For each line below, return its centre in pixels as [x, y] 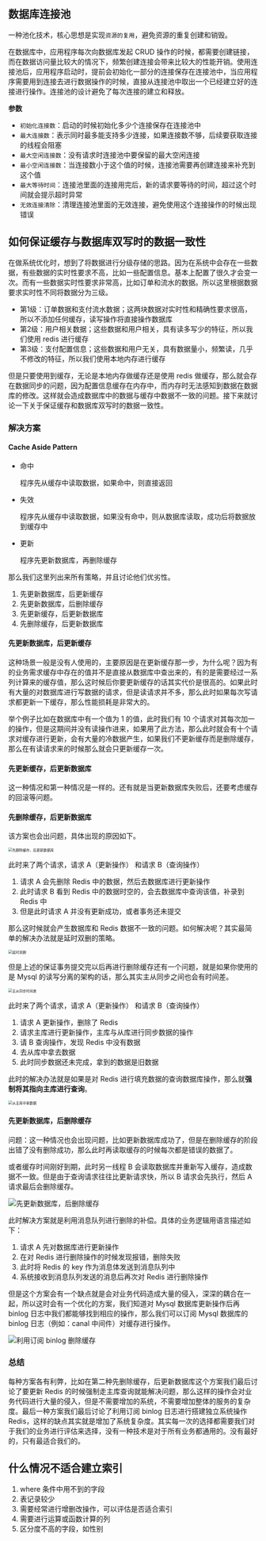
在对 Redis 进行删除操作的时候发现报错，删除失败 [100, 1257]
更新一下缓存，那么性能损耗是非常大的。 [88, 701]
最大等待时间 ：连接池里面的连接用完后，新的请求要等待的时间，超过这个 [135, 184]
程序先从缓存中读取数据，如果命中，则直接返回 [96, 482]
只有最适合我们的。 [53, 1441]
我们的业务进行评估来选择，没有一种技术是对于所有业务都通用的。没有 [129, 1431]
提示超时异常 [62, 194]
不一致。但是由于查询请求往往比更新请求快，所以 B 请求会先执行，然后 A [133, 1176]
